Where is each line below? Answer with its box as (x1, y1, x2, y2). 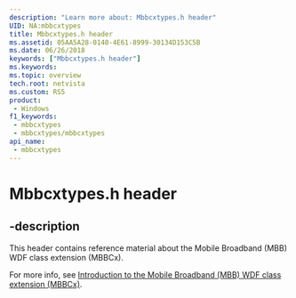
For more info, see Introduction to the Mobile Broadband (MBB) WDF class (9, 269, 282, 280)
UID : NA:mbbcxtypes (9, 21, 82, 30)
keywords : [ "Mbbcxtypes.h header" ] (9, 54, 141, 63)
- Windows (12, 104, 50, 113)
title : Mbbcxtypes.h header (9, 29, 114, 38)
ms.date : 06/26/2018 (9, 46, 86, 55)
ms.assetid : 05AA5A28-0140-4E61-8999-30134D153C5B (9, 37, 201, 47)
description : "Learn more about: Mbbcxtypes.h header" (9, 12, 217, 22)
